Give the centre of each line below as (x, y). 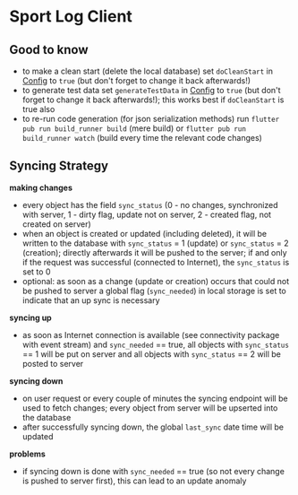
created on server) (56, 224)
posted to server (53, 363)
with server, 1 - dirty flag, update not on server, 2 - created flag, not (146, 214)
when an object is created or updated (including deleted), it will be (144, 233)
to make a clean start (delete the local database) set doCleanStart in (148, 71)
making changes (41, 187)
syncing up (30, 317)
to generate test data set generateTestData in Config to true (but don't (151, 90)
